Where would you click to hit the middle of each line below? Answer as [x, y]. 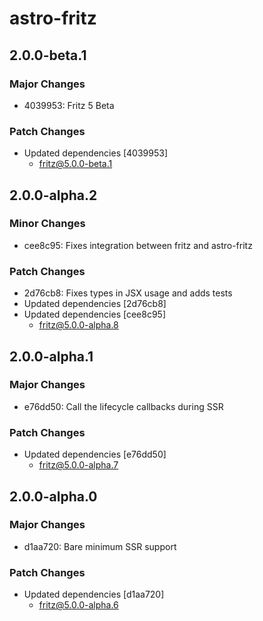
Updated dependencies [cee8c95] [94, 314]
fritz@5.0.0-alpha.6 [78, 605]
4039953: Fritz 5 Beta [69, 105]
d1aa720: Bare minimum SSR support [100, 546]
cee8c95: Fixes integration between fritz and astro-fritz [138, 245]
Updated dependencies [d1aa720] [94, 594]
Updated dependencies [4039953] [96, 153]
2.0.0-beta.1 [48, 55]
